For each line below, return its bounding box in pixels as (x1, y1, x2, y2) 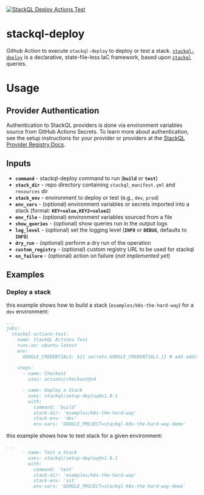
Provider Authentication (6, 105, 100, 115)
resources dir (15, 187, 49, 194)
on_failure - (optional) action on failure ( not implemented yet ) (15, 252, 171, 259)
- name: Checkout (22, 370, 67, 377)
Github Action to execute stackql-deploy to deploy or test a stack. (6, 47, 171, 54)
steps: (17, 365, 34, 371)
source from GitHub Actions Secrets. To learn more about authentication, (6, 128, 189, 135)
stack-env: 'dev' (33, 415, 78, 422)
